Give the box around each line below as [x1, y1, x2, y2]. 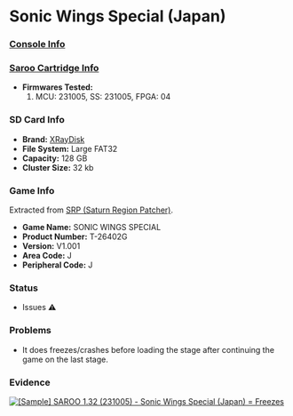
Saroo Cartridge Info [9, 62, 99, 75]
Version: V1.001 [21, 241, 81, 251]
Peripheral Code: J [21, 260, 93, 270]
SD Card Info [9, 114, 65, 126]
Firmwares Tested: [21, 82, 93, 92]
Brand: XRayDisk [21, 133, 85, 144]
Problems [9, 324, 51, 337]
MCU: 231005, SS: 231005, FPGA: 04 [35, 92, 171, 102]
